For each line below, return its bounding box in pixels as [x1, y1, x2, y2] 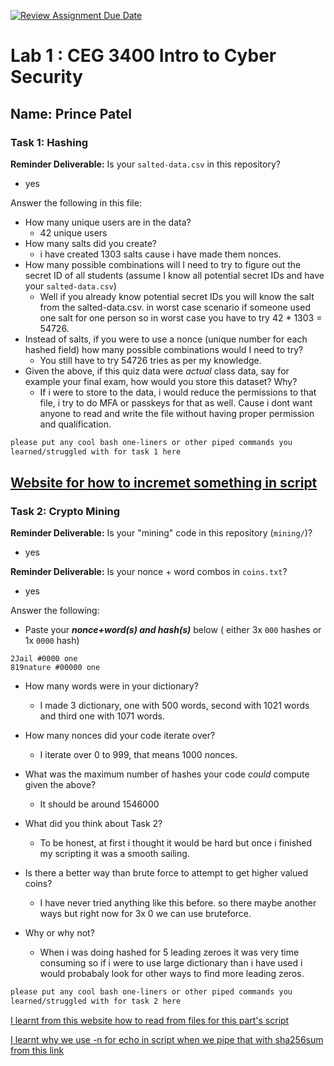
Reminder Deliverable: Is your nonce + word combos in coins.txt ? [10, 566, 288, 578]
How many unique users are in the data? [24, 216, 192, 228]
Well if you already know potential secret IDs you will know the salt [39, 290, 315, 302]
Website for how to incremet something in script [10, 475, 318, 492]
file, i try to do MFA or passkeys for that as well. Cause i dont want [39, 396, 313, 409]
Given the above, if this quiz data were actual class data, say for [24, 365, 290, 377]
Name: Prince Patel [10, 105, 132, 122]
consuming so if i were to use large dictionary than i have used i [39, 957, 303, 969]
